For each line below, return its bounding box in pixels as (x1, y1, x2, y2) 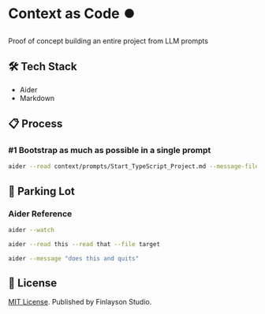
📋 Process (8, 118, 63, 131)
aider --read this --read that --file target (8, 240, 160, 248)
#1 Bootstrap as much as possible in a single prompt (8, 145, 211, 156)
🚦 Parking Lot (8, 185, 75, 198)
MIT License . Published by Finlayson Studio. (8, 297, 152, 307)
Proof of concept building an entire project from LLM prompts (8, 36, 209, 46)
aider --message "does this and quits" (8, 254, 140, 263)
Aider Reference (8, 208, 73, 219)
